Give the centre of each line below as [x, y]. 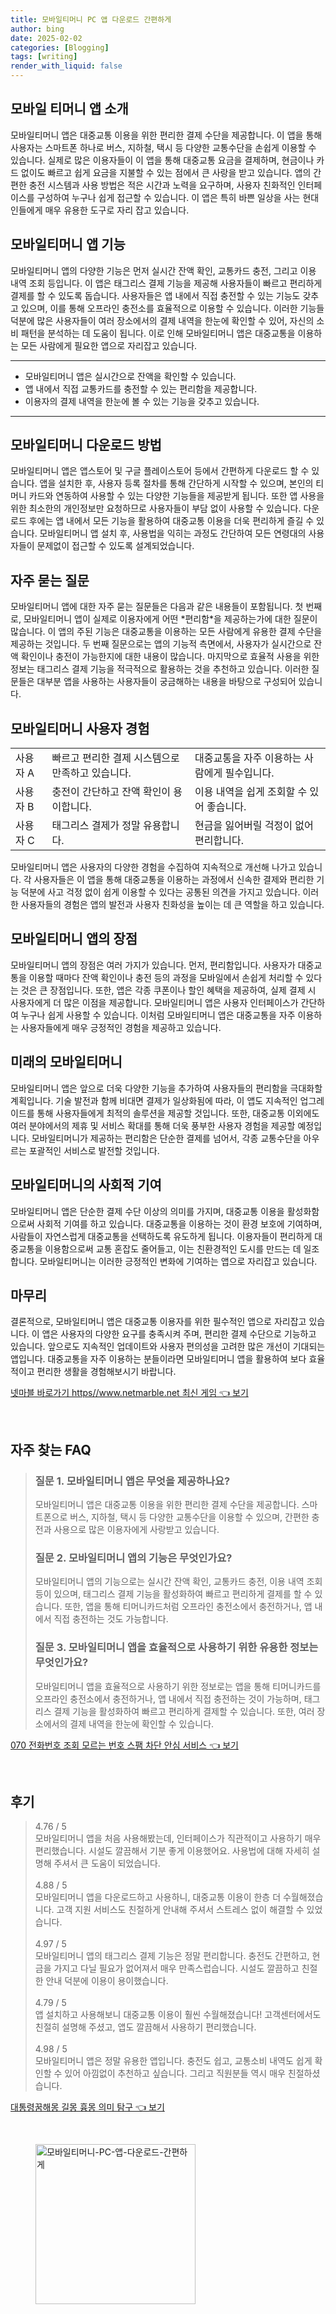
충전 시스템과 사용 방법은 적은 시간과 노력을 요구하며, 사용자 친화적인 [162, 185]
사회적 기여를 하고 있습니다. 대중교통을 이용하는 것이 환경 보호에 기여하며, [179, 1223]
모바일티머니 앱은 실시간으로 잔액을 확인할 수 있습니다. [130, 376]
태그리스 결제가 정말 [96, 826]
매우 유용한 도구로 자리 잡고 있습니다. [117, 210]
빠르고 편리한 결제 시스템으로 [115, 758]
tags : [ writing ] [44, 57]
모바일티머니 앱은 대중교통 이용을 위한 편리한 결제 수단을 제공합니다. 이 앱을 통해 [166, 135]
